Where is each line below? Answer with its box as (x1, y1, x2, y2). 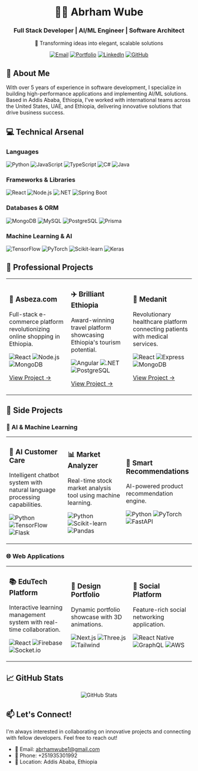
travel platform (71, 323, 112, 332)
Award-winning (71, 316, 114, 324)
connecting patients (133, 324, 189, 333)
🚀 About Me (6, 68, 50, 78)
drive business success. (6, 109, 65, 116)
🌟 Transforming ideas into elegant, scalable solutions (34, 40, 164, 47)
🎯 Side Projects (6, 405, 63, 415)
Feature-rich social (133, 605, 187, 613)
